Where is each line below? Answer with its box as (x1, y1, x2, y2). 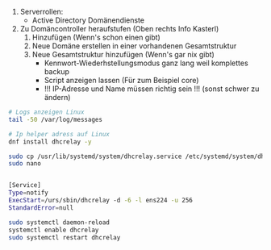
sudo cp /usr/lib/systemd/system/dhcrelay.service (8, 152, 182, 160)
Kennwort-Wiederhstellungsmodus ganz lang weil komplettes (44, 58, 248, 68)
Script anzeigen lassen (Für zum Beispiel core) (44, 76, 199, 85)
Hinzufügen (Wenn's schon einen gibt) (31, 32, 161, 42)
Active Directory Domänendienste (31, 15, 145, 25)
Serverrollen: (19, 7, 64, 16)
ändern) (44, 93, 71, 102)
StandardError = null (8, 203, 74, 212)
